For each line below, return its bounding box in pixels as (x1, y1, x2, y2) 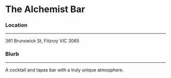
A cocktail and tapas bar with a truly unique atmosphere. (5, 67, 124, 73)
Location (5, 22, 28, 29)
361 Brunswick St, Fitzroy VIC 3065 (5, 38, 80, 44)
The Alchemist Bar (5, 4, 85, 15)
